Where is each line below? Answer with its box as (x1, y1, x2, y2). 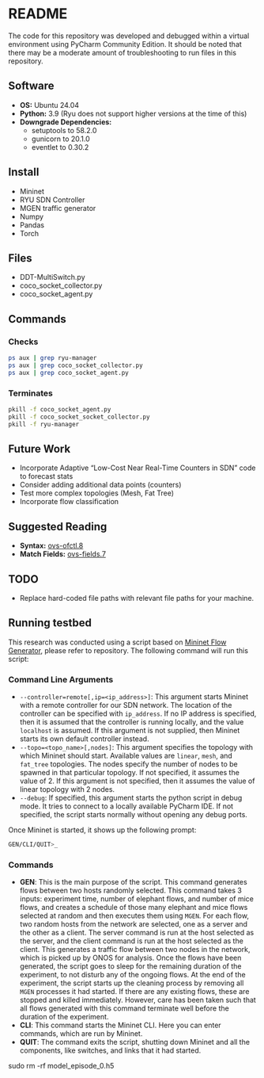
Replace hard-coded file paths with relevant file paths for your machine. (19, 594, 255, 603)
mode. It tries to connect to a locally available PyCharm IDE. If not (19, 801, 234, 811)
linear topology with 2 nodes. (19, 785, 115, 794)
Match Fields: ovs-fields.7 (19, 549, 107, 559)
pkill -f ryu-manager (8, 420, 80, 428)
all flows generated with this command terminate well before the (19, 1003, 229, 1013)
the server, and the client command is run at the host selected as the (19, 936, 243, 946)
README (8, 5, 68, 23)
